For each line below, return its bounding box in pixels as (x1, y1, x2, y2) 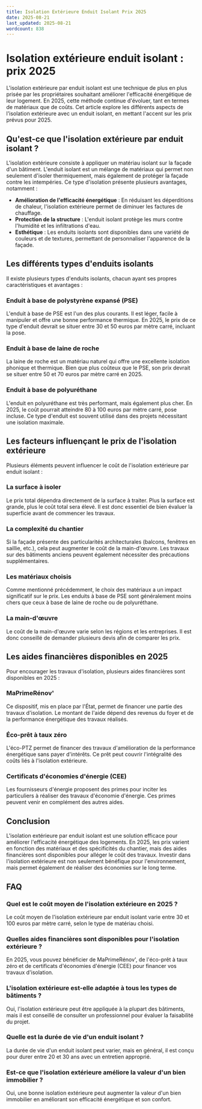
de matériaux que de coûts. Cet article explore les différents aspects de (6, 104, 183, 111)
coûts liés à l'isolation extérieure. (6, 757, 88, 764)
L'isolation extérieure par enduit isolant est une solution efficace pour (6, 832, 178, 840)
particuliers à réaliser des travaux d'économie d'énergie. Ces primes (6, 792, 176, 799)
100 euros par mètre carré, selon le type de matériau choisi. (6, 920, 155, 927)
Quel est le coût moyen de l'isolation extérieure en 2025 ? (6, 899, 178, 908)
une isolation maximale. (6, 418, 65, 426)
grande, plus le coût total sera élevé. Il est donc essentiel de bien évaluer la (6, 503, 193, 510)
